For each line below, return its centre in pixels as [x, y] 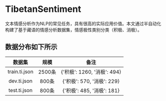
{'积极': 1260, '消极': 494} [91, 72]
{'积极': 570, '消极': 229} [91, 81]
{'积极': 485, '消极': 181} [91, 91]
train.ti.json [21, 72]
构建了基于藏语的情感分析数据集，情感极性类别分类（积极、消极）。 [74, 30]
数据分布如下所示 [31, 47]
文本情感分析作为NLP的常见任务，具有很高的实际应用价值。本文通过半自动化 [83, 23]
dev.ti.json [20, 81]
